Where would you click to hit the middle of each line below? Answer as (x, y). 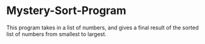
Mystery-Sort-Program (66, 11)
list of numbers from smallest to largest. (57, 34)
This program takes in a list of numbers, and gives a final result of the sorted (102, 28)
